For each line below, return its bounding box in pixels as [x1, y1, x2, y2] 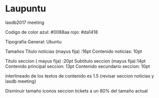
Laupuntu [5, 3, 46, 14]
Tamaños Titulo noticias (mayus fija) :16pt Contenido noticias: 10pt [5, 48, 142, 54]
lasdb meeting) [5, 78, 37, 84]
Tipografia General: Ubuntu [5, 38, 62, 45]
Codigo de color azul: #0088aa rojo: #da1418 [5, 29, 98, 35]
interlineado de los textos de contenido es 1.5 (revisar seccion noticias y [5, 73, 154, 79]
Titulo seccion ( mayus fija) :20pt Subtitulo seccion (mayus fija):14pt [5, 58, 146, 64]
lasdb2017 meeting [5, 19, 45, 25]
